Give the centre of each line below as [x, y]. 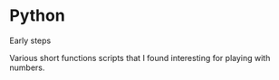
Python [37, 16]
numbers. [27, 67]
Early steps [30, 40]
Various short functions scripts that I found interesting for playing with [140, 58]
